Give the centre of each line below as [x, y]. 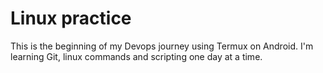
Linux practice [71, 18]
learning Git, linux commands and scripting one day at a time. [136, 56]
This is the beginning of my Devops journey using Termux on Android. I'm [162, 46]
